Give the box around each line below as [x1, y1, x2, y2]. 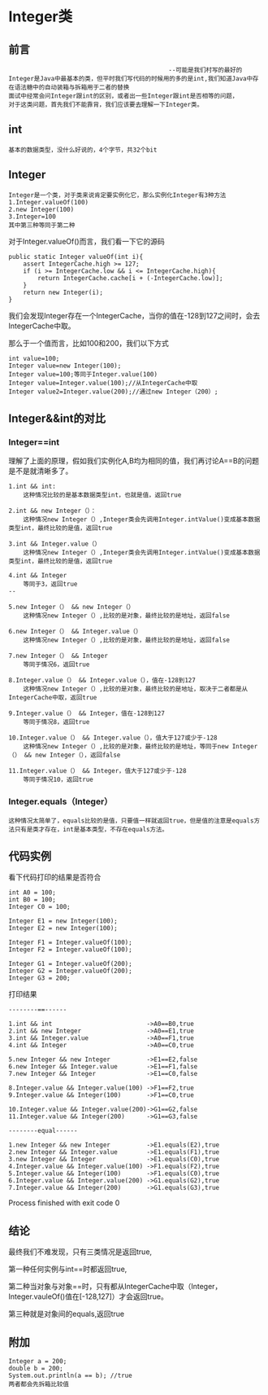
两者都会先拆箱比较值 [8, 1380, 69, 1388]
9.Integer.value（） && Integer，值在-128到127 [8, 709, 165, 717]
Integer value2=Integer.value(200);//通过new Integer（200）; [8, 388, 218, 396]
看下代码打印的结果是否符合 [8, 872, 102, 882]
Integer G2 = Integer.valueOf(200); [8, 967, 132, 976]
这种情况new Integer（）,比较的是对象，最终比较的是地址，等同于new [23, 743, 229, 751]
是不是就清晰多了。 [8, 466, 73, 476]
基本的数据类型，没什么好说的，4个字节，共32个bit [8, 146, 158, 154]
